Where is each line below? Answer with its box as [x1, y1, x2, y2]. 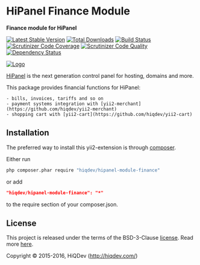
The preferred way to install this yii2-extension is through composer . [6, 144, 177, 151]
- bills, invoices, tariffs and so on [6, 95, 104, 101]
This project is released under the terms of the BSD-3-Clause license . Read [6, 234, 194, 241]
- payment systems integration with [6, 101, 98, 107]
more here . [6, 240, 34, 248]
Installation [6, 128, 49, 138]
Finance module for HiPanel [6, 24, 77, 31]
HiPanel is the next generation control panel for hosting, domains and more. [6, 72, 194, 79]
